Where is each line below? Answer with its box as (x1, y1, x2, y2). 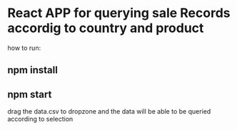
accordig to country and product (7, 20, 204, 36)
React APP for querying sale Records (7, 5, 231, 21)
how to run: (7, 43, 41, 52)
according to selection (7, 115, 74, 124)
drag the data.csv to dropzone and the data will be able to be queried (7, 107, 211, 116)
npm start (7, 88, 52, 100)
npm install (7, 64, 59, 76)
